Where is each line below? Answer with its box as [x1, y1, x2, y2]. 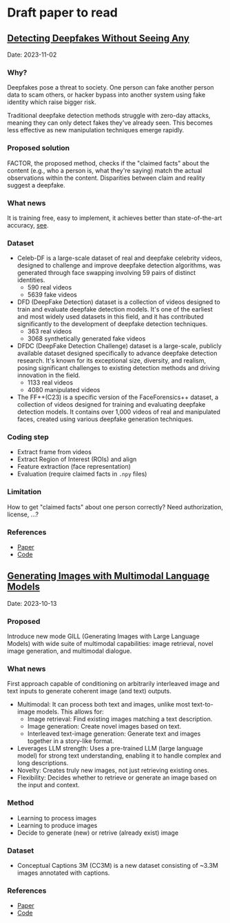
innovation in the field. [17, 371, 81, 380]
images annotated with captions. [17, 869, 110, 877]
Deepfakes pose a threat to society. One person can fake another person [7, 83, 215, 92]
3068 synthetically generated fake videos [27, 334, 146, 343]
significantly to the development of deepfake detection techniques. [17, 320, 208, 328]
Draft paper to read [7, 5, 118, 21]
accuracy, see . [7, 221, 49, 229]
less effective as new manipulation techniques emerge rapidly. [7, 126, 185, 134]
